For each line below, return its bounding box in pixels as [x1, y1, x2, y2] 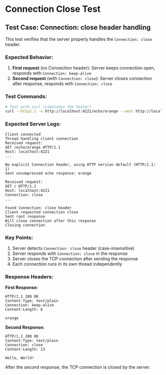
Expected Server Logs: [5, 121, 61, 127]
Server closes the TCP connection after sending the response [12, 255, 138, 261]
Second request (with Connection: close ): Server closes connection [12, 76, 152, 82]
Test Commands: [5, 93, 47, 100]
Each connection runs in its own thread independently [12, 261, 123, 267]
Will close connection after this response [5, 218, 96, 223]
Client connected [5, 132, 41, 137]
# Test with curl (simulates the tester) [5, 104, 92, 109]
